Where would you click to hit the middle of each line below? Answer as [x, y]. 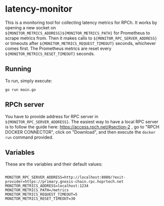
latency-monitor [39, 9]
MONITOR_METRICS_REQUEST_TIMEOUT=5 [41, 195]
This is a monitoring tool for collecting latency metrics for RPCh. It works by [81, 22]
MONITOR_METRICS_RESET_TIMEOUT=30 [40, 199]
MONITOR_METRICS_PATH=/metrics [37, 190]
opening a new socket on [31, 27]
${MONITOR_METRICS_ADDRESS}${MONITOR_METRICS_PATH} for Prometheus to [78, 33]
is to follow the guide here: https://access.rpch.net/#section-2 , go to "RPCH [82, 127]
